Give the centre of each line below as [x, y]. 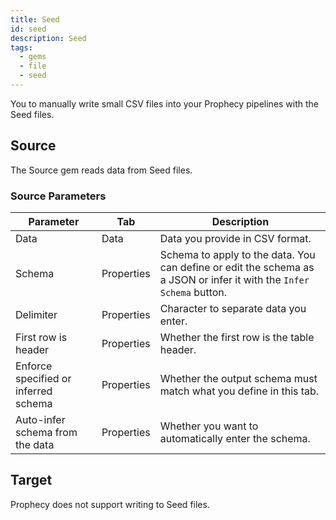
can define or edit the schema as [237, 267]
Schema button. [193, 292]
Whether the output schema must [238, 378]
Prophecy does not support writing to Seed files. [110, 504]
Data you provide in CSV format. [235, 238]
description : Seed [48, 38]
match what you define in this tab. [239, 391]
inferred [34, 391]
